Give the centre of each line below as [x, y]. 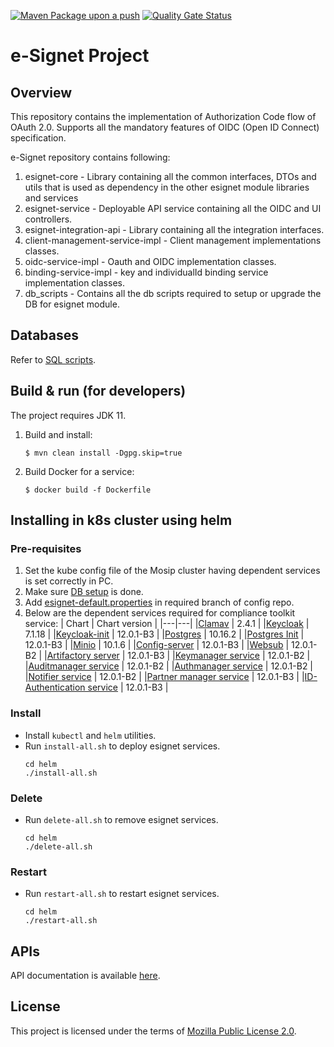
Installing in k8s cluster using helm [121, 520]
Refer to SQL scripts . [53, 359]
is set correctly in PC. [69, 581]
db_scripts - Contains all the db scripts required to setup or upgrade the [173, 293]
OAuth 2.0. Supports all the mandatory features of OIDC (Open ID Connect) [165, 127]
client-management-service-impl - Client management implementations [173, 240]
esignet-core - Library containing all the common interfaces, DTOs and [170, 176]
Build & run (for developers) [98, 391]
